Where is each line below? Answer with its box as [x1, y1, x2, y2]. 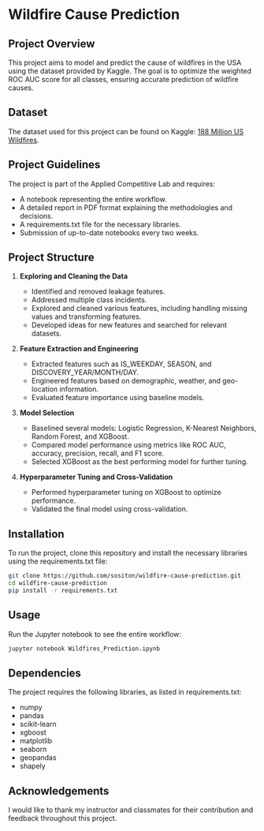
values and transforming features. [31, 312, 142, 321]
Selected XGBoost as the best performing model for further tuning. [31, 457, 248, 466]
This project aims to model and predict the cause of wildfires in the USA [8, 58, 242, 67]
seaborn [19, 744, 47, 754]
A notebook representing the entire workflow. [19, 194, 167, 204]
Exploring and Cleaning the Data [19, 271, 128, 281]
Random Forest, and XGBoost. [31, 432, 130, 441]
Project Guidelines [8, 158, 101, 171]
